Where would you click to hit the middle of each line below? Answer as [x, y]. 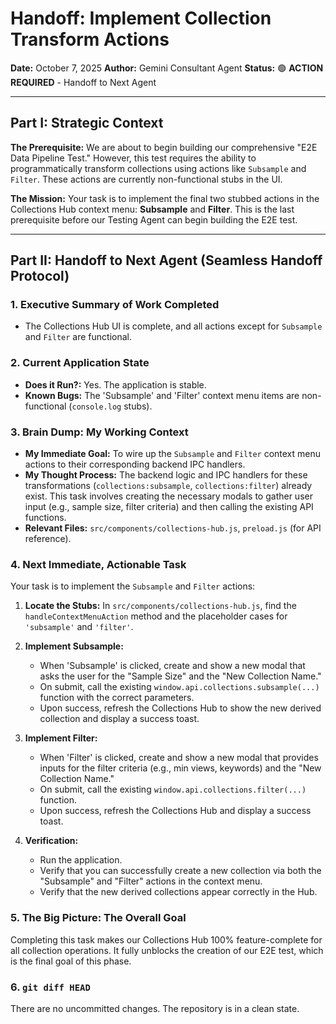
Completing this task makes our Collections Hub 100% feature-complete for [166, 939]
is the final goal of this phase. [71, 961]
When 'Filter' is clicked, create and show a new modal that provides [179, 758]
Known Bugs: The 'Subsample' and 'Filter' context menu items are [162, 395]
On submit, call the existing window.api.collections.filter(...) [173, 789]
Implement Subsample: [74, 646]
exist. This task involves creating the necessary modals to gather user [168, 496]
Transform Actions [90, 39]
